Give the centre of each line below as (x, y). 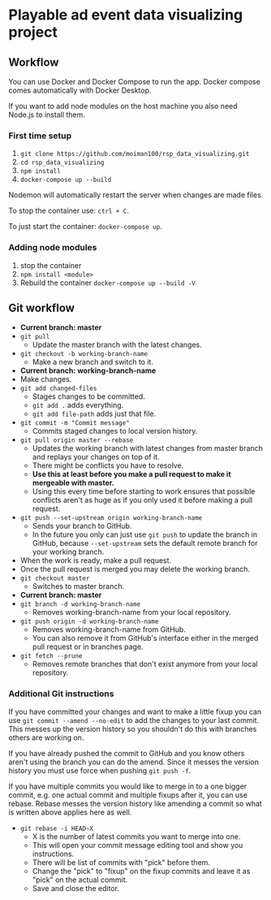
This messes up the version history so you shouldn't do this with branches (133, 729)
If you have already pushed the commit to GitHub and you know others (127, 753)
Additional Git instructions (61, 694)
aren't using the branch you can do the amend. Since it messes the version (134, 762)
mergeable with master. (73, 483)
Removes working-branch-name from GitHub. (109, 630)
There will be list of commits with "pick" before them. (121, 862)
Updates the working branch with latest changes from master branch (148, 448)
